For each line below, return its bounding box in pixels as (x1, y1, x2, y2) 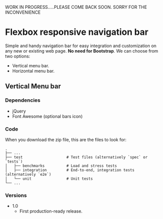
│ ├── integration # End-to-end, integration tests (5, 167, 135, 172)
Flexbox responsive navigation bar (5, 27, 148, 38)
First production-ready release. (19, 208, 83, 214)
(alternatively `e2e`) (5, 172, 51, 177)
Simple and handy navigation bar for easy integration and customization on (5, 43, 157, 49)
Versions (5, 192, 27, 198)
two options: (5, 53, 30, 59)
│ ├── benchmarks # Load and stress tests (5, 163, 117, 168)
